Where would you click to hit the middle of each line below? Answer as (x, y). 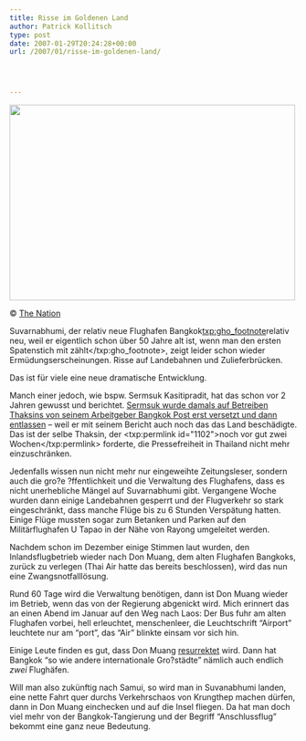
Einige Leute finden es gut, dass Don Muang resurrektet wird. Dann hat (143, 651)
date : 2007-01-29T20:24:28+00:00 (73, 43)
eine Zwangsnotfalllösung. (59, 577)
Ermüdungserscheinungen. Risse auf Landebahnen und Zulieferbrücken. (146, 360)
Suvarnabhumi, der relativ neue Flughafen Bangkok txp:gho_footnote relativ (149, 331)
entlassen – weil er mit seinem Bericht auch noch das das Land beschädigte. (153, 424)
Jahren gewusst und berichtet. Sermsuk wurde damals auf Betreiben (139, 405)
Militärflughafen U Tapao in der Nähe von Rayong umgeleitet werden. (140, 529)
